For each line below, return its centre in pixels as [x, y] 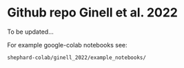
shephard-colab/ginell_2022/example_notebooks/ [77, 57]
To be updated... [30, 32]
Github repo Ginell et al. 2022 [92, 13]
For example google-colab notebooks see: [67, 45]
